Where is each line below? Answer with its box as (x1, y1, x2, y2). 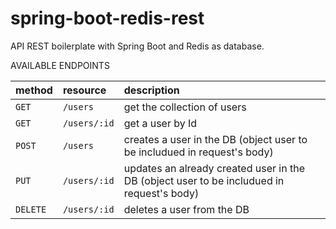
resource (62, 83, 107, 97)
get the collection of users (123, 100, 247, 114)
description (123, 83, 180, 97)
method (15, 83, 53, 97)
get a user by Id (123, 116, 198, 130)
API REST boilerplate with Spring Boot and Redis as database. (10, 40, 265, 52)
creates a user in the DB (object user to (123, 132, 308, 146)
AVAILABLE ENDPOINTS (10, 59, 110, 71)
